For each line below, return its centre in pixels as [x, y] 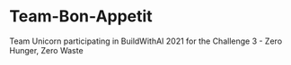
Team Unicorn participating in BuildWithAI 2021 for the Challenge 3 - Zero [146, 41]
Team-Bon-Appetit [81, 16]
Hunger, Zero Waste [46, 50]
